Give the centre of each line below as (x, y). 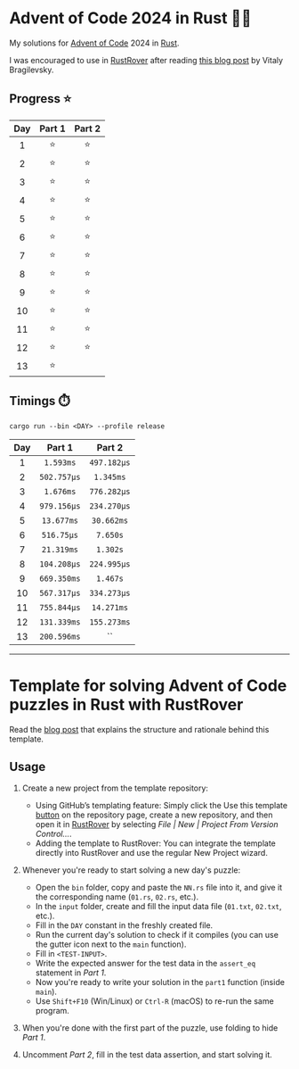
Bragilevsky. (32, 70)
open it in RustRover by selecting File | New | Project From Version (157, 825)
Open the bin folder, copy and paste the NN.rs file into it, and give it (159, 888)
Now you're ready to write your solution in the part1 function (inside (160, 982)
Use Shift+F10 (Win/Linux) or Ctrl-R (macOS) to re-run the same (154, 1001)
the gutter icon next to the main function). (111, 944)
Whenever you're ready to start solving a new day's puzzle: (131, 870)
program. (52, 1011)
